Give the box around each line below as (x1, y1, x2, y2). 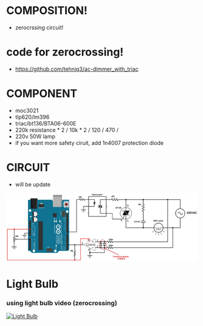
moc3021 (15, 107, 39, 114)
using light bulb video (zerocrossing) (6, 299, 117, 307)
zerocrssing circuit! (15, 24, 64, 31)
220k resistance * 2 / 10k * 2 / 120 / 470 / (15, 126, 119, 133)
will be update (15, 180, 50, 188)
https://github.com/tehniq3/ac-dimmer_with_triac (15, 65, 139, 73)
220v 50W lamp (15, 132, 56, 140)
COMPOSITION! (6, 4, 88, 18)
